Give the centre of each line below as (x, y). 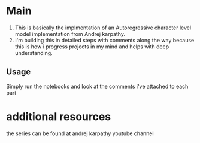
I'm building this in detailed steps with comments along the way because (104, 40)
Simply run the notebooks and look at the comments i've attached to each (97, 86)
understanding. (34, 53)
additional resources (59, 116)
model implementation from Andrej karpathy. (70, 34)
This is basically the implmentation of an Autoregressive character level (103, 28)
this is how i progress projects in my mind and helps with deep (92, 47)
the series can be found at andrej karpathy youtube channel (80, 133)
